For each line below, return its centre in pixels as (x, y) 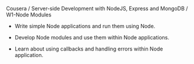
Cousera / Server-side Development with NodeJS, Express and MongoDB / (97, 9)
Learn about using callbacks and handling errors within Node (89, 49)
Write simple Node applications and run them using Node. (85, 26)
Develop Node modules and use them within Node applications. (92, 37)
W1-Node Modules (29, 15)
